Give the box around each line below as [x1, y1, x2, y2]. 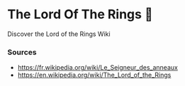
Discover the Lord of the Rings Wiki [7, 30, 111, 38]
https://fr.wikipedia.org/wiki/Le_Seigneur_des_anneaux [17, 63, 179, 72]
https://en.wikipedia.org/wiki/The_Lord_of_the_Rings [17, 70, 172, 80]
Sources [7, 47, 37, 57]
